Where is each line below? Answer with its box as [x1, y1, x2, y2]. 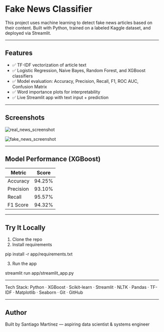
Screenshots [5, 114, 45, 122]
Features [5, 49, 33, 57]
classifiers [12, 73, 33, 79]
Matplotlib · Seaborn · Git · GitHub [15, 289, 83, 295]
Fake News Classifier [5, 3, 93, 15]
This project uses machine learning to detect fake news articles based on [5, 20, 153, 26]
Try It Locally [5, 223, 45, 231]
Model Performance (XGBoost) [5, 154, 101, 163]
